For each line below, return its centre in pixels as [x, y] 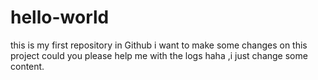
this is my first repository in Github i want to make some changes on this [159, 45]
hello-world [60, 17]
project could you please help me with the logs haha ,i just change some [159, 55]
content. [27, 66]
